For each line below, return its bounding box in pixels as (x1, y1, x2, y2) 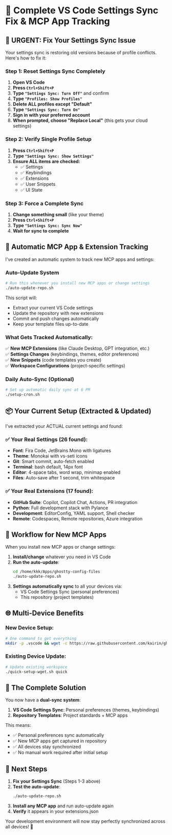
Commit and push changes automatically (12, 315, 99, 322)
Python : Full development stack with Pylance (12, 505, 109, 511)
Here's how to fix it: (5, 55, 47, 61)
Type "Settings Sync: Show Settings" (12, 153, 94, 159)
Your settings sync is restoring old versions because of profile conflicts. (5, 50, 157, 55)
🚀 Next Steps (5, 764, 48, 773)
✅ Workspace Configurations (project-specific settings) (5, 363, 125, 369)
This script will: (5, 295, 37, 301)
